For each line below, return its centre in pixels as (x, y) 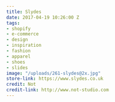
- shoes (16, 62)
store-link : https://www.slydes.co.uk (55, 79)
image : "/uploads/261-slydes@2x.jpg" (54, 73)
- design (17, 40)
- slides (17, 67)
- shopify (19, 28)
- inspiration (24, 46)
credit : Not (21, 85)
